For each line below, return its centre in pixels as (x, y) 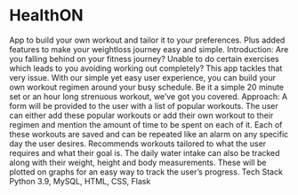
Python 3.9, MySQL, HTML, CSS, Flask (80, 181)
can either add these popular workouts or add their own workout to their (141, 115)
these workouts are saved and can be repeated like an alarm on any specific (149, 134)
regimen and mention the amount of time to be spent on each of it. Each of (146, 124)
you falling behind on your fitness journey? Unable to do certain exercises (144, 58)
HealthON (46, 16)
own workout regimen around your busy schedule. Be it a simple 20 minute (147, 87)
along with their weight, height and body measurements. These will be (138, 162)
